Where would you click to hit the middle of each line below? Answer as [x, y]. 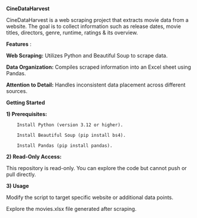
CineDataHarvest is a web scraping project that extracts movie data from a [97, 20]
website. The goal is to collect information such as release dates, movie [93, 26]
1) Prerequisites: [27, 114]
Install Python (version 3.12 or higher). [70, 125]
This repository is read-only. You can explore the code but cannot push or [96, 168]
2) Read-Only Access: [34, 157]
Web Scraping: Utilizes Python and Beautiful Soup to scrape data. [87, 55]
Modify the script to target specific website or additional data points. [90, 197]
